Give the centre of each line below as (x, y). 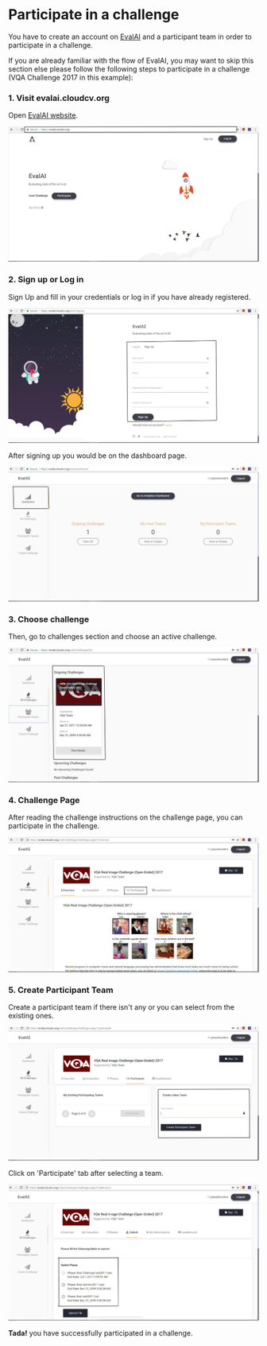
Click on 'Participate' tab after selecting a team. (86, 1173)
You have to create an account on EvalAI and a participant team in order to (130, 37)
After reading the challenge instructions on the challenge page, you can (126, 817)
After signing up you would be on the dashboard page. (97, 456)
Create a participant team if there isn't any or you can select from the (121, 1007)
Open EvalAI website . (43, 115)
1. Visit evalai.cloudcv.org (59, 98)
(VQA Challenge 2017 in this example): (71, 77)
